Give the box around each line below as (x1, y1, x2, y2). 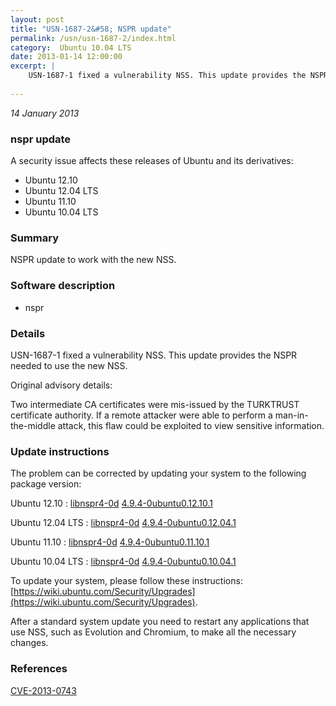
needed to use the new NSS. (10, 359, 128, 371)
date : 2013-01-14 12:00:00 (10, 52, 123, 62)
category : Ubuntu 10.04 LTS (10, 42, 132, 53)
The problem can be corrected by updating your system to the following (10, 467, 307, 480)
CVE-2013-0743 (10, 684, 77, 696)
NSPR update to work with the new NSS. (10, 254, 177, 266)
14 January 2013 (10, 107, 80, 119)
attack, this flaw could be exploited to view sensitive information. (57, 419, 325, 431)
